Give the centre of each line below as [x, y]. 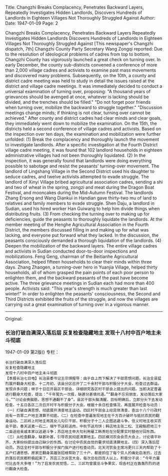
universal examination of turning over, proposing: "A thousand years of [78, 91]
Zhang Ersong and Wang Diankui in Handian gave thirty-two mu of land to [81, 198]
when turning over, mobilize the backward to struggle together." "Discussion [84, 107]
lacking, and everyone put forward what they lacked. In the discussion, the [82, 235]
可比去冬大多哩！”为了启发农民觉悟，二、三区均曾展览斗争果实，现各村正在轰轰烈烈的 [81, 464]
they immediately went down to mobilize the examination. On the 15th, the [81, 123]
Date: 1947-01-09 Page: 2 [32, 23]
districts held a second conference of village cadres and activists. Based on [83, 129]
